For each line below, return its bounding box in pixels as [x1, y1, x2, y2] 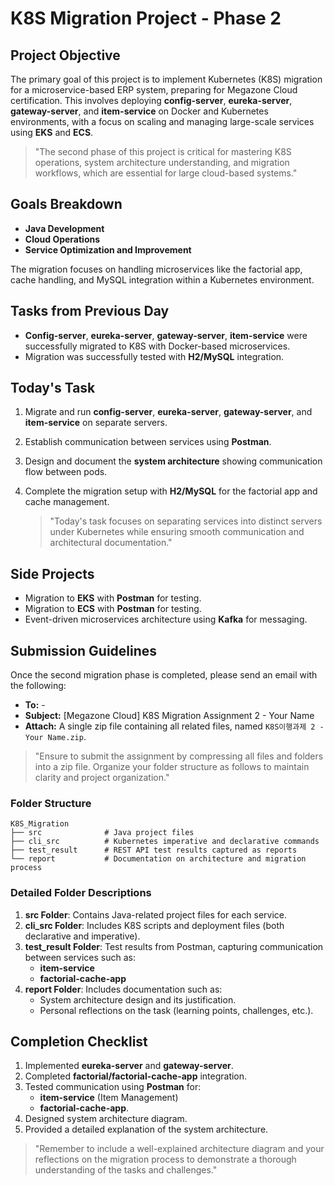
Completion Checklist [10, 1033, 148, 1051]
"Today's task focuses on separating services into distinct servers [49, 515, 323, 527]
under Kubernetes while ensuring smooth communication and [49, 526, 305, 538]
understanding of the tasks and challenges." [34, 1164, 218, 1176]
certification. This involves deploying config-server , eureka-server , [10, 95, 293, 106]
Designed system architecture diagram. [24, 1113, 188, 1125]
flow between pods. [24, 466, 108, 478]
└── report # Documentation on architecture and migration [10, 854, 307, 864]
